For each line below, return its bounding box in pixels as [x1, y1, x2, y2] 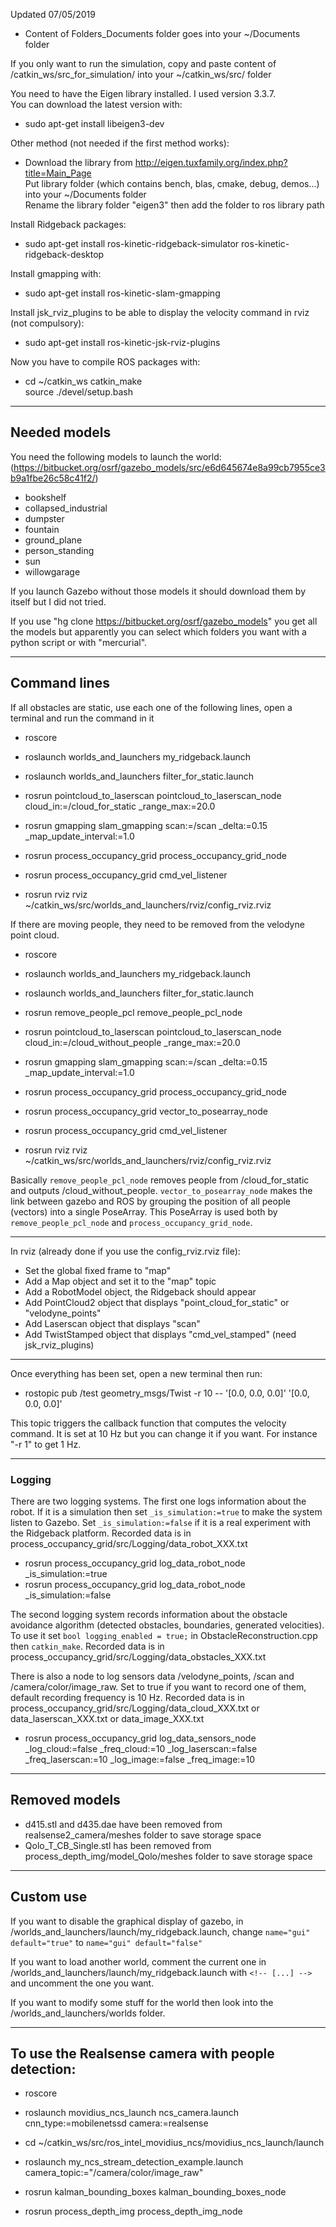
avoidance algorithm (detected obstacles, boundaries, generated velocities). [10, 1619, 325, 1631]
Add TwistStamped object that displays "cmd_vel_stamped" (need [24, 1328, 297, 1340]
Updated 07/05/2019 [10, 9, 96, 20]
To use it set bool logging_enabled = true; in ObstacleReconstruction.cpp [10, 1629, 318, 1641]
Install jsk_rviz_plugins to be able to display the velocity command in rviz [10, 307, 310, 318]
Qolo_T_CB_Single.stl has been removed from [24, 1839, 212, 1851]
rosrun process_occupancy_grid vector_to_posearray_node [24, 1105, 268, 1117]
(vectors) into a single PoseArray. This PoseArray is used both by [10, 1205, 278, 1218]
